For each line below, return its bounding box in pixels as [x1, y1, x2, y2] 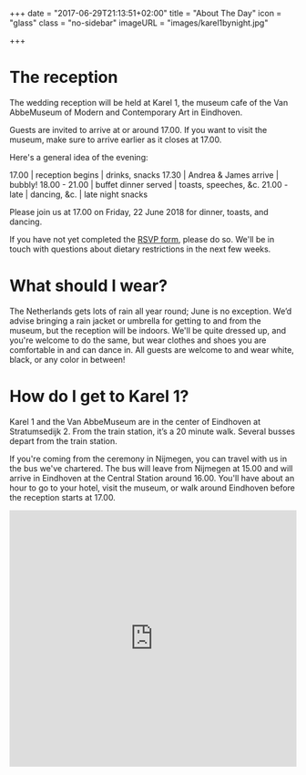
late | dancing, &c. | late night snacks [9, 189, 148, 200]
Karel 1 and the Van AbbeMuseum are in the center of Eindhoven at [9, 416, 261, 427]
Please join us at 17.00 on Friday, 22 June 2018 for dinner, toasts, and [9, 206, 269, 217]
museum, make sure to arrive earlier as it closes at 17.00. [9, 134, 222, 145]
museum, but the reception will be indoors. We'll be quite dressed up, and [9, 325, 287, 336]
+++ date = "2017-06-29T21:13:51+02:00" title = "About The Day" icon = [9, 8, 282, 18]
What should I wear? [9, 275, 168, 296]
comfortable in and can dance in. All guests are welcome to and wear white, [9, 344, 294, 355]
